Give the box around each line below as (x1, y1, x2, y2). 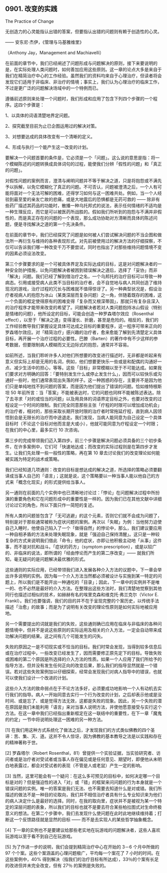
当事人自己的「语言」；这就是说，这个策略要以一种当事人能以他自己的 (13, 473, 156, 479)
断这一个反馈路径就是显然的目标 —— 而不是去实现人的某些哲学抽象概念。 (5, 816, 156, 822)
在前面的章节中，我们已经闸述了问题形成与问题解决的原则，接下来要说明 (5, 60, 153, 66)
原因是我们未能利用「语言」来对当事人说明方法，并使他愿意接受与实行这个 (9, 704, 162, 710)
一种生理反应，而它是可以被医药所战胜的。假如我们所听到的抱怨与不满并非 (5, 208, 158, 215)
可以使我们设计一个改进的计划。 (5, 675, 71, 681)
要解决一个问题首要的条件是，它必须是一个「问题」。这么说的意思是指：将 (5, 155, 156, 161)
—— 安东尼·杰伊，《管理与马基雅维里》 (5, 39, 84, 45)
